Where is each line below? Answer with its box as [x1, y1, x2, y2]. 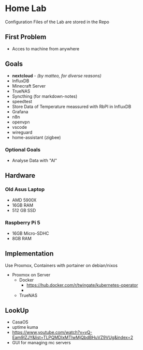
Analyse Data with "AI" [12, 157, 57, 163]
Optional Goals [5, 146, 41, 153]
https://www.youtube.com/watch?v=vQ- [12, 330, 93, 335]
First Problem [5, 33, 47, 41]
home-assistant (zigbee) [12, 134, 61, 140]
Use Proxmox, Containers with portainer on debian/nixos [5, 262, 118, 268]
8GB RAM [12, 235, 32, 241]
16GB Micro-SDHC [12, 230, 49, 236]
